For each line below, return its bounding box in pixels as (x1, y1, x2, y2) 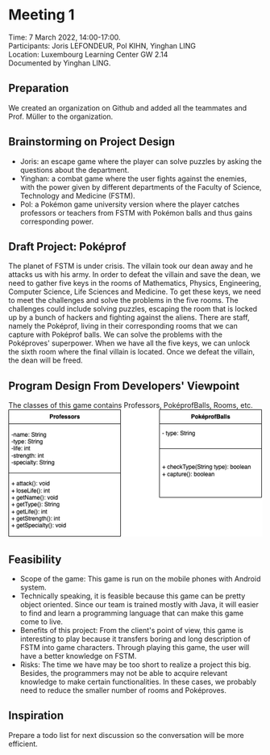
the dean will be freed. (8, 355, 83, 365)
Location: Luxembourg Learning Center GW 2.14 (8, 49, 168, 59)
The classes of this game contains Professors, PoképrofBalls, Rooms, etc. (8, 401, 254, 410)
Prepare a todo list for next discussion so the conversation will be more (8, 730, 244, 740)
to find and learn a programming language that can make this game (19, 608, 244, 618)
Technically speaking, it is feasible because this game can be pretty (19, 591, 246, 601)
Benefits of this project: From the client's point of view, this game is (19, 626, 244, 635)
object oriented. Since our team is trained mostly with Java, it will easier (19, 600, 260, 609)
